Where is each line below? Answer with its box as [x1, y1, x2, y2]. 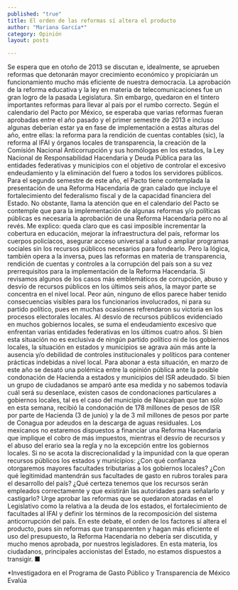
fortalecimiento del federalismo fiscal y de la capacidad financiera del [7, 192, 212, 200]
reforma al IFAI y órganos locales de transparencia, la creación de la [7, 138, 207, 147]
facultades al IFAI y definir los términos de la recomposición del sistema [7, 509, 217, 518]
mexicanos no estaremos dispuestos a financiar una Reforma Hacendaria [7, 426, 222, 435]
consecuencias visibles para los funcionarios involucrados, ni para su [7, 297, 211, 306]
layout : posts [7, 37, 50, 44]
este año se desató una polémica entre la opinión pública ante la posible [7, 366, 219, 374]
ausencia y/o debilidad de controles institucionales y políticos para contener [7, 351, 230, 359]
